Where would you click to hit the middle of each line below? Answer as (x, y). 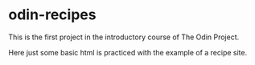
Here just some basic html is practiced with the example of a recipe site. (128, 52)
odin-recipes (52, 15)
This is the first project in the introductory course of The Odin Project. (124, 37)
